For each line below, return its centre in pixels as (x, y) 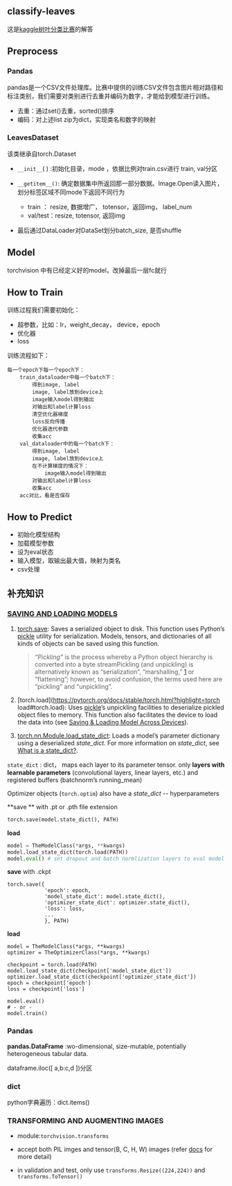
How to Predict (40, 517)
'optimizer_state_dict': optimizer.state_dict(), (117, 903)
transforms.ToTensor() (50, 1177)
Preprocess (33, 51)
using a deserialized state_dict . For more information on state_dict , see (118, 742)
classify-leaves (41, 11)
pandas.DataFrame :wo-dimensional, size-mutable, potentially (97, 1046)
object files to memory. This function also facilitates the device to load (117, 715)
